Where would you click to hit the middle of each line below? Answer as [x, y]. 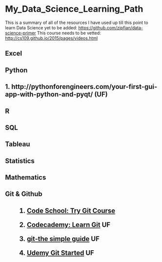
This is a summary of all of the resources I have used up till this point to [77, 22]
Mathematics [26, 178]
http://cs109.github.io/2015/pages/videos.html [51, 38]
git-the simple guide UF [63, 239]
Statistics [20, 161]
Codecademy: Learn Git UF [69, 225]
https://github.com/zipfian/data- [111, 27]
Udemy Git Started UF [60, 253]
